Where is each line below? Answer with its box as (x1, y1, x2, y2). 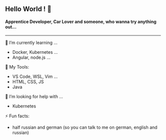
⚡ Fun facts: (5, 113, 30, 119)
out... (5, 24, 17, 30)
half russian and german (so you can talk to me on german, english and (12, 124, 158, 130)
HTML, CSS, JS (12, 78, 44, 84)
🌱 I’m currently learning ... (5, 39, 58, 45)
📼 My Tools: (5, 64, 30, 70)
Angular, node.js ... (12, 54, 51, 60)
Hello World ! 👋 (5, 5, 52, 13)
